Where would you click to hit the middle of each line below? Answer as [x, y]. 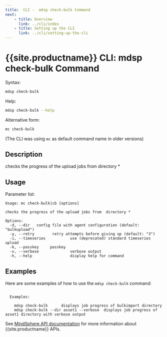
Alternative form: [22, 120]
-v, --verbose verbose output [55, 252]
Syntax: [13, 82]
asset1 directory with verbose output [45, 314]
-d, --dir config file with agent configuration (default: [75, 225]
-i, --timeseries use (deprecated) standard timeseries [80, 238]
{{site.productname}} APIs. [33, 329]
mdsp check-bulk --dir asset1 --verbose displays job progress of [86, 310]
